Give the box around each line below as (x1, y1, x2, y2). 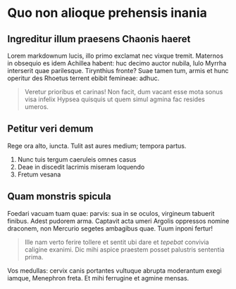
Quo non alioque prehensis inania (7, 5, 208, 21)
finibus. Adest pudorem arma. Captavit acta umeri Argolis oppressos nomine (7, 217, 230, 225)
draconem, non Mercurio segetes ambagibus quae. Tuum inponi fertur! (7, 224, 213, 233)
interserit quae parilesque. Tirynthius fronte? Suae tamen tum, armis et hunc (7, 67, 229, 75)
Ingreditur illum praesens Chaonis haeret (7, 33, 191, 45)
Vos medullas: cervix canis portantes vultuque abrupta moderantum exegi (7, 266, 222, 275)
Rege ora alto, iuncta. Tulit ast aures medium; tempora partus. (7, 141, 187, 150)
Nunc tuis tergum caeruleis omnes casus (17, 155, 137, 163)
